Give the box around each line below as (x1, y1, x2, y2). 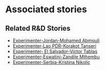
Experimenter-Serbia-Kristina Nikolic (12, 59, 91, 65)
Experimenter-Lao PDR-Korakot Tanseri (12, 43, 96, 49)
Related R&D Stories (5, 24, 71, 33)
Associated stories (5, 4, 87, 15)
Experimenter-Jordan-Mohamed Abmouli (12, 37, 100, 43)
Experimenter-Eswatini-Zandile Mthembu (12, 54, 100, 60)
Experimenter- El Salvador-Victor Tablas (12, 49, 98, 54)
